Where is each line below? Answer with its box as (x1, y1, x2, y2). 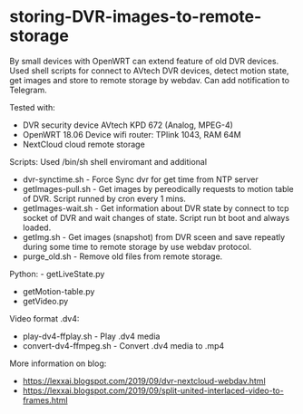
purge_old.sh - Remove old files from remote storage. (22, 251, 223, 262)
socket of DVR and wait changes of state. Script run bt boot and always (22, 212, 290, 223)
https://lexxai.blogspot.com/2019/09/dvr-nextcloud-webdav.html (22, 375, 266, 386)
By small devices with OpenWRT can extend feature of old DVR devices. (9, 55, 279, 66)
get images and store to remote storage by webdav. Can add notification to (9, 74, 290, 85)
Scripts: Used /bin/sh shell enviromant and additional (9, 156, 207, 167)
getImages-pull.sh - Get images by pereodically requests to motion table (22, 183, 295, 194)
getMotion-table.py (22, 285, 95, 296)
